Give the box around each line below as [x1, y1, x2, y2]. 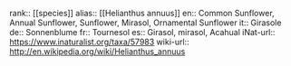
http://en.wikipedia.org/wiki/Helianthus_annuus [9, 46, 186, 57]
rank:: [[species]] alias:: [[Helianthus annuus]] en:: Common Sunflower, [9, 8, 275, 18]
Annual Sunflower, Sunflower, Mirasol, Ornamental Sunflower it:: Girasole [9, 17, 282, 28]
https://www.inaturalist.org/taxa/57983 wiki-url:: [9, 36, 189, 47]
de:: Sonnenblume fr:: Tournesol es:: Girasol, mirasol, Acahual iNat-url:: [9, 27, 276, 37]
